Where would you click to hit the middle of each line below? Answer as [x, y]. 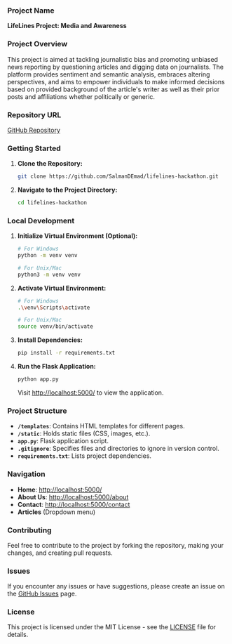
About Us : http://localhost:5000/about [73, 497]
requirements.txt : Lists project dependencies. [84, 456]
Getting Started [34, 148]
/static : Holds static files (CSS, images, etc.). [84, 433]
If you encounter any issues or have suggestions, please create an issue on [116, 586]
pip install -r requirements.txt [66, 353]
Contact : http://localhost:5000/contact [74, 504]
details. [18, 635]
